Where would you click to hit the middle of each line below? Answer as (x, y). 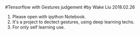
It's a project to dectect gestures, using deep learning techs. (73, 22)
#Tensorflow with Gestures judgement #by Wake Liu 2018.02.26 (70, 7)
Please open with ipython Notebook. (49, 17)
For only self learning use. (39, 27)
